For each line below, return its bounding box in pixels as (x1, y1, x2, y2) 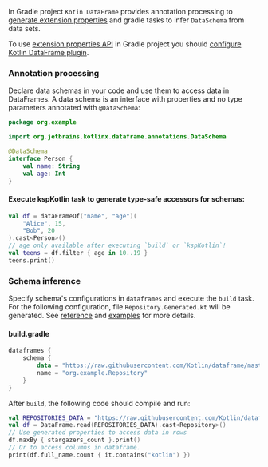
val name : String (22, 162, 81, 170)
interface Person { (8, 154, 73, 162)
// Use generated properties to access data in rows (8, 429, 187, 437)
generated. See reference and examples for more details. (8, 311, 196, 321)
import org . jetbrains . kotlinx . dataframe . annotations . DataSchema (8, 133, 227, 141)
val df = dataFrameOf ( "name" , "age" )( (8, 212, 137, 220)
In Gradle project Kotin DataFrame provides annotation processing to (8, 7, 233, 16)
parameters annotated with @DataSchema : (8, 103, 141, 113)
